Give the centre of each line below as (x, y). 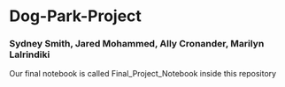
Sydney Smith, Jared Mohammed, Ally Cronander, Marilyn (137, 44)
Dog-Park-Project (75, 16)
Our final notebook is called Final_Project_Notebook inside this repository (143, 74)
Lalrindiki (30, 54)
